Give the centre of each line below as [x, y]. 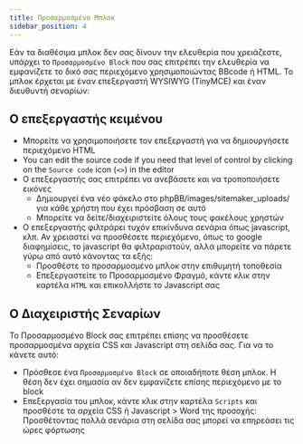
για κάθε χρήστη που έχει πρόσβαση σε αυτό [121, 208]
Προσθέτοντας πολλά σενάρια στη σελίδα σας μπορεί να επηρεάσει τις [158, 420]
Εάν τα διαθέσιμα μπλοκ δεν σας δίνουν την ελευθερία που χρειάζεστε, [146, 52]
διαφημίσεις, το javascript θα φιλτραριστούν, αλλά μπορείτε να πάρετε [157, 246]
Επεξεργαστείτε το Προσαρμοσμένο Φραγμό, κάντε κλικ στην [153, 275]
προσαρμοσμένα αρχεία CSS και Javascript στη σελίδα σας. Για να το [142, 345]
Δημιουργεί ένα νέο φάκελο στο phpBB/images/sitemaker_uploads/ [163, 198]
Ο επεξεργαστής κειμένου [86, 119]
